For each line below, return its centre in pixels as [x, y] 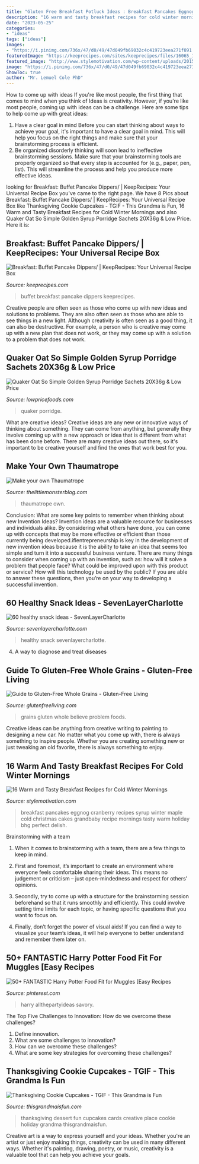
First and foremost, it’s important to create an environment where [94, 866]
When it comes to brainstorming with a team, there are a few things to [100, 848]
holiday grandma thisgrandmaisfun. [64, 1124]
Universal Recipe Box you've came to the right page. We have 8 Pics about [97, 193]
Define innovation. [37, 1033]
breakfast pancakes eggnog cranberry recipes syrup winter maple [102, 812]
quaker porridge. [41, 411]
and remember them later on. [50, 939]
